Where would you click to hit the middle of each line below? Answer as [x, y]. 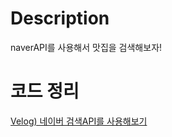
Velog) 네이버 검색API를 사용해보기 [79, 121]
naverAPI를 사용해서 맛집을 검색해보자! [86, 47]
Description [60, 18]
